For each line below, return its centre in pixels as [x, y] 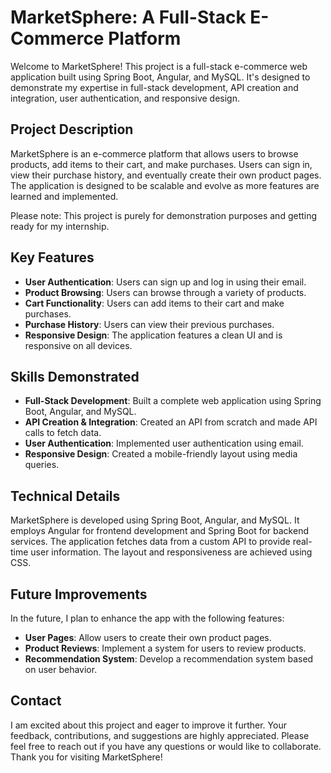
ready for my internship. [60, 226]
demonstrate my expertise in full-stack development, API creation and [154, 87]
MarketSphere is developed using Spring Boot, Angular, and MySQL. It [155, 520]
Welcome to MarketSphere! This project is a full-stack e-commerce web [159, 66]
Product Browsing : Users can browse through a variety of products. [165, 292]
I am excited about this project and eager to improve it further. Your [148, 725]
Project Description [72, 129]
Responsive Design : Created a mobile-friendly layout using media [161, 454]
